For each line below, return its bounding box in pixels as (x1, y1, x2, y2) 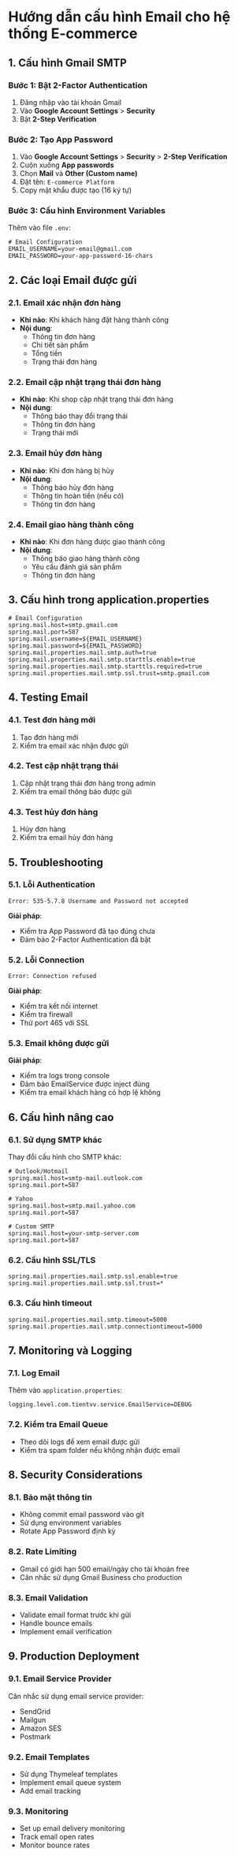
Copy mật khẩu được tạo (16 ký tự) (19, 185, 132, 195)
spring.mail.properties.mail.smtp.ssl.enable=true (8, 1272, 178, 1281)
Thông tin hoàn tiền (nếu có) (31, 491, 125, 500)
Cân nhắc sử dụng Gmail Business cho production (19, 1572, 183, 1582)
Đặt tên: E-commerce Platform (19, 177, 115, 187)
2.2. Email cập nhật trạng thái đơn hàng (8, 377, 162, 388)
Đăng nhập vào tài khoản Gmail (19, 97, 122, 106)
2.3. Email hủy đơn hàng (8, 448, 102, 459)
